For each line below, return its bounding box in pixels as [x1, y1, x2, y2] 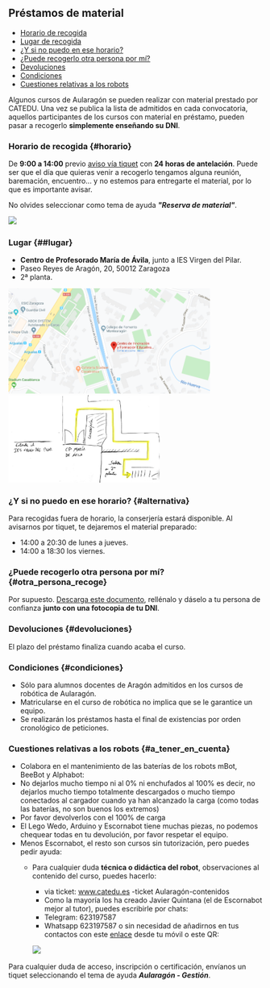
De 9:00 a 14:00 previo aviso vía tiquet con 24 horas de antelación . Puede [8, 159, 258, 168]
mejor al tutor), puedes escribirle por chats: [44, 904, 189, 914]
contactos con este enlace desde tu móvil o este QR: [44, 930, 219, 940]
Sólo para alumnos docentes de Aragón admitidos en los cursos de [19, 680, 243, 690]
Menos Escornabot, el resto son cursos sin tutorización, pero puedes [19, 838, 250, 849]
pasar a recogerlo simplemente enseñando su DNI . [8, 120, 181, 130]
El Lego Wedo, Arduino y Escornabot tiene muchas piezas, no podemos [19, 821, 259, 831]
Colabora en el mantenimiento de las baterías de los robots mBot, [19, 762, 238, 771]
